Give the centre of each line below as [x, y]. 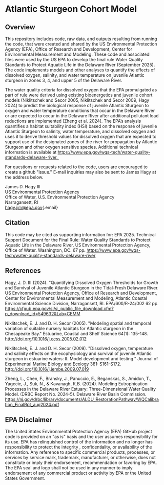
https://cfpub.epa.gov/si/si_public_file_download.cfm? [59, 309]
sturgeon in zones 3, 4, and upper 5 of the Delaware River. [64, 80]
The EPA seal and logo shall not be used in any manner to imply [69, 468]
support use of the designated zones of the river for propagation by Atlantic [81, 142]
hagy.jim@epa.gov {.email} [31, 207]
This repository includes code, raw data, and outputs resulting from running [81, 39]
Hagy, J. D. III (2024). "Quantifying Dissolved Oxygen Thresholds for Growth [82, 283]
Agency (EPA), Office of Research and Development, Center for [69, 49]
